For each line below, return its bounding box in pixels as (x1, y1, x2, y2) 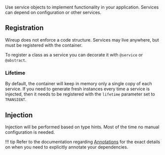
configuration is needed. (5, 129, 55, 135)
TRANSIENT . (5, 97, 27, 103)
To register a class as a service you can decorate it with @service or (5, 52, 143, 57)
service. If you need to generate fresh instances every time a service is (5, 86, 150, 92)
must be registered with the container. (5, 42, 83, 48)
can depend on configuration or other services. (5, 9, 101, 15)
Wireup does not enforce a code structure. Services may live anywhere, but (5, 37, 159, 43)
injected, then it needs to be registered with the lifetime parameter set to (5, 91, 156, 97)
